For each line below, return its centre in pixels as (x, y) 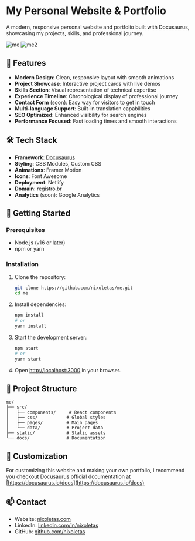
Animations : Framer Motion (48, 170)
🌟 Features (26, 63)
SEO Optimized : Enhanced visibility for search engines (81, 115)
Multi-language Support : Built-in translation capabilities (82, 108)
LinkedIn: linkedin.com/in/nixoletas (56, 525)
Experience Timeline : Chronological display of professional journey (96, 96)
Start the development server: (51, 337)
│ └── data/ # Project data (55, 428)
